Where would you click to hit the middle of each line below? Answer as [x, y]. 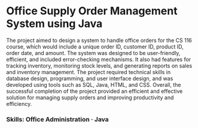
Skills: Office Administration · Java [57, 119]
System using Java [54, 24]
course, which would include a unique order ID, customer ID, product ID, [95, 47]
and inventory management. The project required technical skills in [89, 72]
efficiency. [19, 103]
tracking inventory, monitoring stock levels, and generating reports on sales [99, 65]
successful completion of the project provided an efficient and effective [95, 91]
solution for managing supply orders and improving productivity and [90, 97]
